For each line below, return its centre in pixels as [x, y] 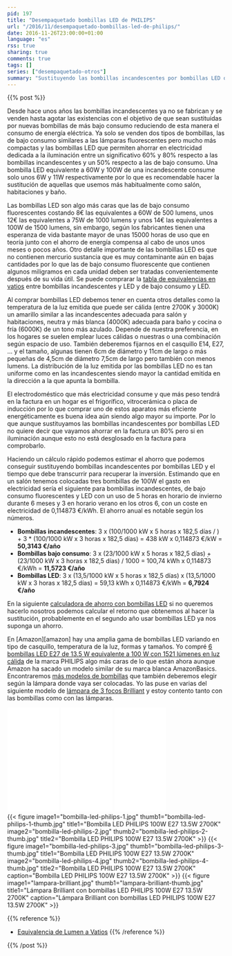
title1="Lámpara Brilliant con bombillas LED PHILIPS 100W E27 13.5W [105, 890]
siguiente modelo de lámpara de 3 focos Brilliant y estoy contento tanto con [115, 691]
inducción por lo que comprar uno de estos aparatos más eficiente [102, 409]
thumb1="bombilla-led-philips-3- [177, 847]
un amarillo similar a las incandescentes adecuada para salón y [97, 315]
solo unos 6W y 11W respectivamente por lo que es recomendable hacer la [113, 177]
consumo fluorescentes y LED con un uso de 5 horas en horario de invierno [115, 496]
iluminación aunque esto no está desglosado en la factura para [97, 439]
